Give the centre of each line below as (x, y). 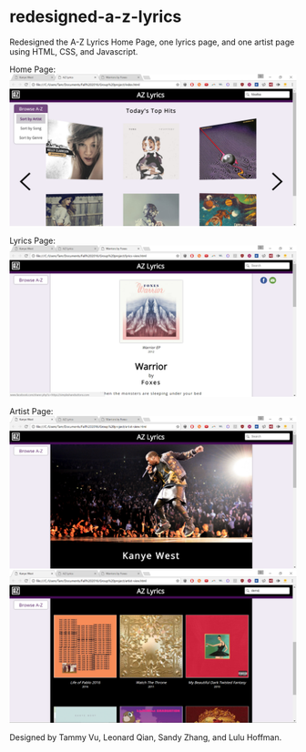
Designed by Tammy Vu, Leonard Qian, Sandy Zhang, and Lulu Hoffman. (146, 737)
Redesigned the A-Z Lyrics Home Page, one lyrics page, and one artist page (152, 42)
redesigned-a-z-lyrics (96, 17)
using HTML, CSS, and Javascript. (74, 51)
